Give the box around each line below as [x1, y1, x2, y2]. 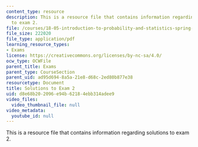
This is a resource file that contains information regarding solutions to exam [6, 129, 190, 136]
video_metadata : [6, 107, 46, 113]
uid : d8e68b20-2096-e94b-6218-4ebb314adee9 [6, 91, 115, 97]
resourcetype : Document [6, 80, 65, 86]
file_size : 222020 [6, 31, 51, 37]
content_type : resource [6, 8, 65, 15]
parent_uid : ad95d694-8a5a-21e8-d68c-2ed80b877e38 [6, 74, 133, 80]
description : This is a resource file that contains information [6, 14, 170, 20]
